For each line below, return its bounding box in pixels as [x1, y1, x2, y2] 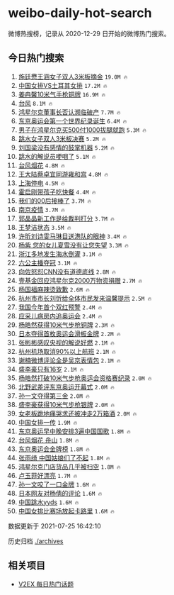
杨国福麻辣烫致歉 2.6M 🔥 [18, 285, 91, 294]
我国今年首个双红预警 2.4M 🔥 [18, 303, 103, 311]
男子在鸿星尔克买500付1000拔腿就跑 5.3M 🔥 [18, 126, 147, 134]
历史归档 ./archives [8, 537, 64, 545]
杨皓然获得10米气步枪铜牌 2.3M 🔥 [18, 321, 115, 329]
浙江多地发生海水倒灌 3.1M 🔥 [18, 250, 103, 258]
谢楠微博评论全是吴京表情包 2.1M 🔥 [18, 356, 121, 365]
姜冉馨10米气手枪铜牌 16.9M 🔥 [18, 90, 105, 99]
